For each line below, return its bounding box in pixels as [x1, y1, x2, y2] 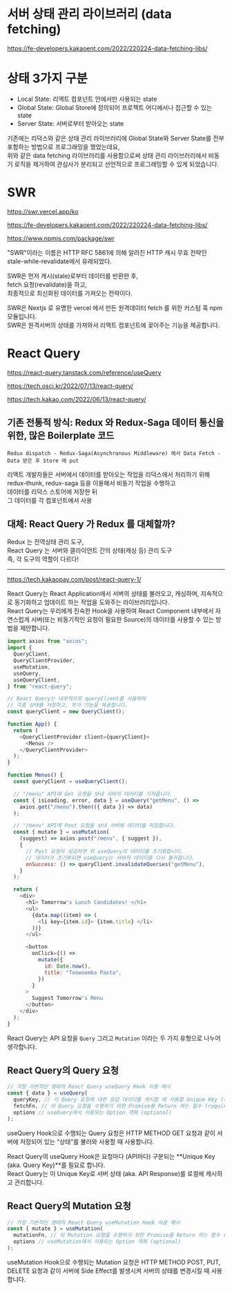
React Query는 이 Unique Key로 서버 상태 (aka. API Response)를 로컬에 [7, 1169, 204, 1177]
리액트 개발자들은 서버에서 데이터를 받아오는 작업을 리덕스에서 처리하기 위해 [7, 470, 211, 479]
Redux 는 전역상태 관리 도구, [7, 538, 84, 546]
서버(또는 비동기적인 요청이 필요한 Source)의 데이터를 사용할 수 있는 [30, 615, 214, 624]
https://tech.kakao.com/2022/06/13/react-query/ [7, 395, 146, 403]
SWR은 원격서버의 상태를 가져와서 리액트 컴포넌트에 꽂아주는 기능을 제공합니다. [7, 320, 220, 329]
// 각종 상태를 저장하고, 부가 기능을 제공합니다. [7, 702, 128, 709]
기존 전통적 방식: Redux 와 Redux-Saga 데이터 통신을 [7, 417, 224, 429]
